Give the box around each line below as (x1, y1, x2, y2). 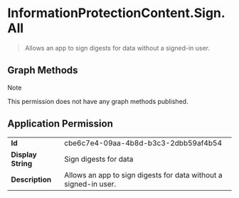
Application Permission (7, 118, 114, 130)
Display (11, 150, 37, 160)
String (11, 158, 33, 168)
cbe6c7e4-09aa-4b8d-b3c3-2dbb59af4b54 (63, 137, 223, 147)
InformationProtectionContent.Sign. (7, 5, 225, 21)
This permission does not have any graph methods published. (7, 97, 188, 105)
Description (11, 174, 52, 184)
